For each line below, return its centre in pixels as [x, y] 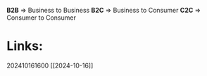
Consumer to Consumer [42, 18]
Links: [25, 46]
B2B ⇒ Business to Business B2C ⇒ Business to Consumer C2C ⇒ [104, 10]
